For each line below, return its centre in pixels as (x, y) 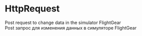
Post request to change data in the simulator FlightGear (63, 22)
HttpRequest (32, 9)
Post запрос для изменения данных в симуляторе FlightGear (71, 27)
